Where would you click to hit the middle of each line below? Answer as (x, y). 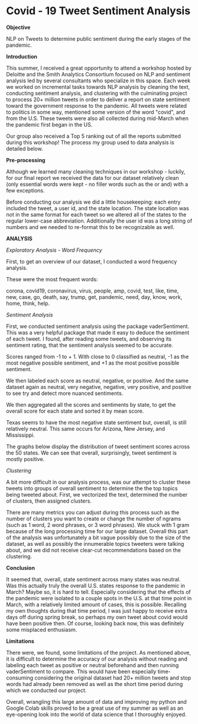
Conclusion (21, 568)
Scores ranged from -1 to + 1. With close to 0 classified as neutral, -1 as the (98, 356)
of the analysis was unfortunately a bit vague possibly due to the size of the (98, 538)
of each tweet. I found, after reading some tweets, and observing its (89, 339)
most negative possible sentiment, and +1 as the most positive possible (93, 363)
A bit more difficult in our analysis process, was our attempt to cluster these (98, 482)
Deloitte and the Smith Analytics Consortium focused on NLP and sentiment (98, 74)
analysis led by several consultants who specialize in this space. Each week (98, 81)
